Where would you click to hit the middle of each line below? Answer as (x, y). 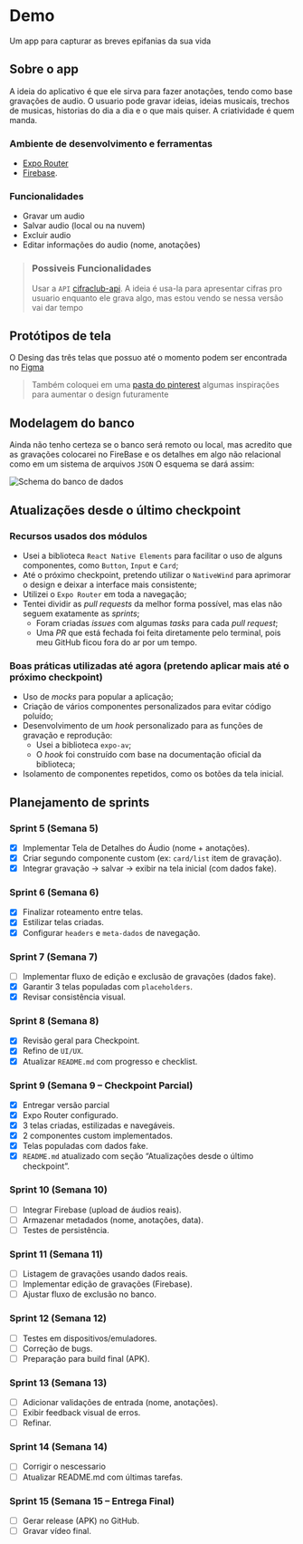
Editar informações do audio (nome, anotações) (111, 245)
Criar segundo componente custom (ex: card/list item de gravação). (152, 858)
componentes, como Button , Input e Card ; (100, 565)
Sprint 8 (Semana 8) (54, 1021)
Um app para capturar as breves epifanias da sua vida (110, 41)
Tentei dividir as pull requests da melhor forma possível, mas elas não (152, 603)
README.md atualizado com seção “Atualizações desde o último (138, 1156)
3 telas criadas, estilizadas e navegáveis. (99, 1125)
